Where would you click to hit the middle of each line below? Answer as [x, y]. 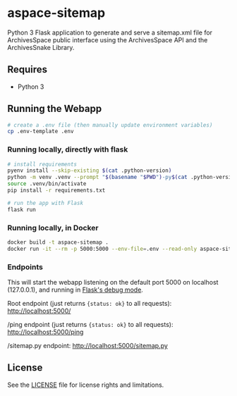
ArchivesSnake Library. [41, 47]
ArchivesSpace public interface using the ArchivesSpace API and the [108, 39]
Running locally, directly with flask [68, 149]
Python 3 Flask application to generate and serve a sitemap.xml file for [110, 32]
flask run [22, 209]
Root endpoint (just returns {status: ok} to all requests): [90, 304]
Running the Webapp [55, 109]
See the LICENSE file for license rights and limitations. [86, 385]
